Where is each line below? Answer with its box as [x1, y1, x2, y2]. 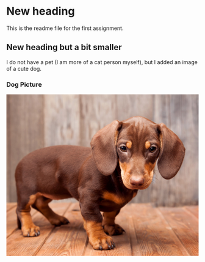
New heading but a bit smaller [6, 42, 122, 53]
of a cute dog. [6, 65, 41, 72]
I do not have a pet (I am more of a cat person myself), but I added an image [6, 58, 198, 65]
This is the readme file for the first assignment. [6, 24, 124, 32]
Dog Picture [6, 80, 42, 89]
